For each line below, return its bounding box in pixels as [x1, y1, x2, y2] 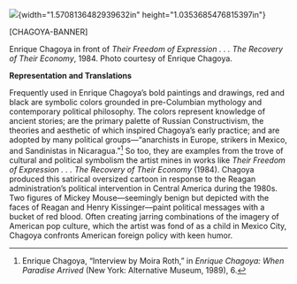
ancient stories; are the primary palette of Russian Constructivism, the [9, 116, 264, 126]
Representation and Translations [9, 71, 133, 81]
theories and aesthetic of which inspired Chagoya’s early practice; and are [9, 125, 280, 135]
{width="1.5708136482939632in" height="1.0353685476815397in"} [18, 10, 267, 19]
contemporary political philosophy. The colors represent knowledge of [9, 106, 266, 117]
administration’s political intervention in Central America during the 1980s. [9, 182, 278, 194]
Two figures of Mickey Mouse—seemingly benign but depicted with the [9, 192, 270, 203]
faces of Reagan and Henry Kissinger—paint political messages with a [9, 202, 265, 212]
